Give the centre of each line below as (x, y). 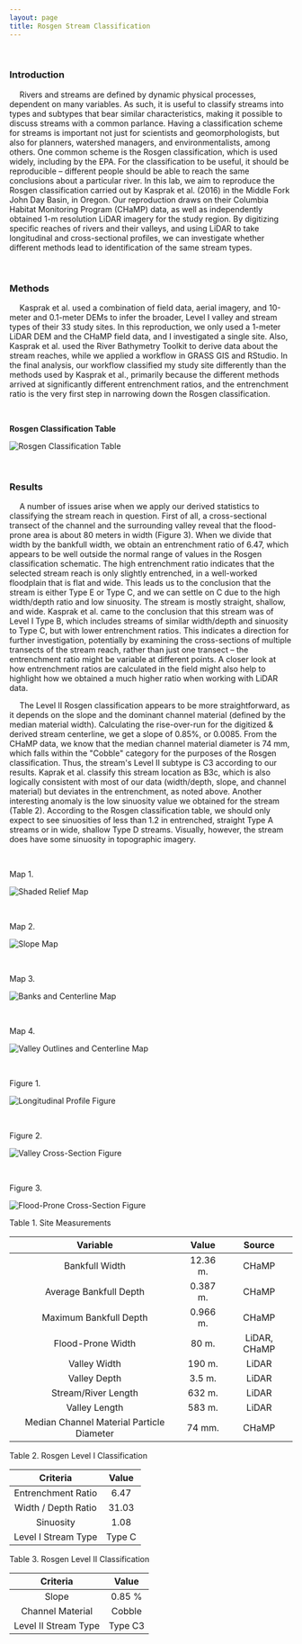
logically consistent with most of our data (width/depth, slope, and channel (148, 782)
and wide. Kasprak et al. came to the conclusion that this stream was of (142, 612)
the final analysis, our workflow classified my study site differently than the (148, 365)
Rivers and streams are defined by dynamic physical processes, (138, 94)
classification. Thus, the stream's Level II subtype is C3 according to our (143, 763)
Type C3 (127, 1626)
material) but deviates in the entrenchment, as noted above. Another (136, 792)
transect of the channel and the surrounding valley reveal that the (130, 526)
